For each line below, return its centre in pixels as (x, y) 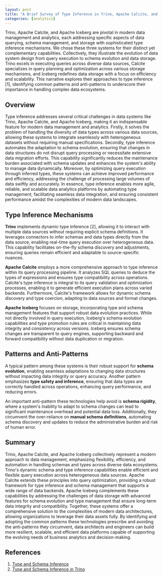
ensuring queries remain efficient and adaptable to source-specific (72, 252)
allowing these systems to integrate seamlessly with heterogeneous (73, 138)
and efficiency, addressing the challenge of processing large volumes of (77, 179)
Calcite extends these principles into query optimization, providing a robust (80, 480)
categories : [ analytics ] (30, 19)
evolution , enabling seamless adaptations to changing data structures (75, 371)
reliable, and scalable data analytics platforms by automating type (71, 189)
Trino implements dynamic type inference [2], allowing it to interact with (77, 227)
